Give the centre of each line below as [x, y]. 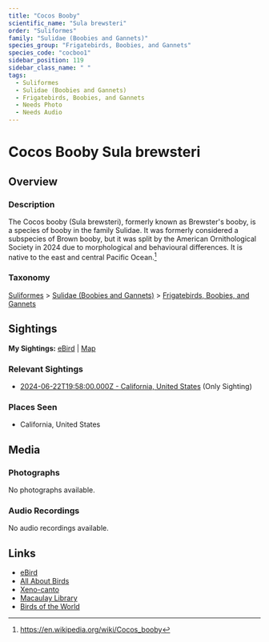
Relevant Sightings [46, 369]
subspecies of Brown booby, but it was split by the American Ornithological [132, 239]
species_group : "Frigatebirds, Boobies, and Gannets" [100, 46]
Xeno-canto [40, 590]
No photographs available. [52, 490]
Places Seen [33, 407]
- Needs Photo [39, 105]
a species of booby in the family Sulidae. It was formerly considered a [123, 230]
